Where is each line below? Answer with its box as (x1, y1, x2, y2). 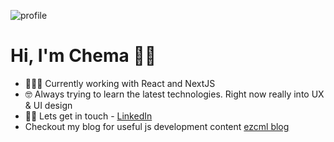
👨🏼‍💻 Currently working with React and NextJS (24, 77, 216, 89)
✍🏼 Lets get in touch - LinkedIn (24, 110, 153, 122)
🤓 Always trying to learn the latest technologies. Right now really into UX (24, 88, 325, 100)
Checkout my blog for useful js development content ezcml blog (24, 120, 290, 132)
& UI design (24, 99, 73, 111)
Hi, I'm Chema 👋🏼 (10, 45, 157, 67)
